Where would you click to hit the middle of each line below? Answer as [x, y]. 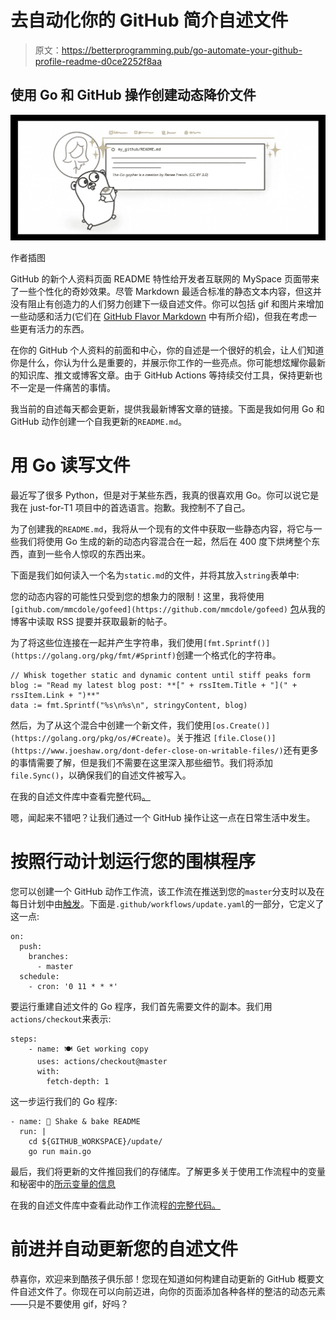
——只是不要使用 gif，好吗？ [70, 1303]
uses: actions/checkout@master [102, 1061]
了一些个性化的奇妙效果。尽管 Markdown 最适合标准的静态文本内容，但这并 [166, 292]
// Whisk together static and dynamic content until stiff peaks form [160, 675]
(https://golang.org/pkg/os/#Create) [89, 738]
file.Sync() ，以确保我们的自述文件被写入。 [101, 775]
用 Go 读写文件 [70, 465]
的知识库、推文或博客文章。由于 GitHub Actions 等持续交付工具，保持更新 [162, 375]
